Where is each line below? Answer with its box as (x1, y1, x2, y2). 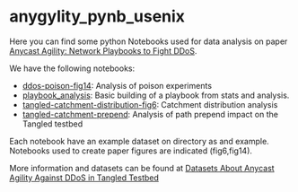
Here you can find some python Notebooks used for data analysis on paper (9, 36, 288, 47)
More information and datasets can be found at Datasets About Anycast (9, 162, 276, 173)
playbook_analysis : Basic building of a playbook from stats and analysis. (22, 90, 290, 100)
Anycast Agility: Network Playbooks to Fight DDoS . (9, 45, 197, 56)
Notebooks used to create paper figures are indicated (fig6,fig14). (9, 145, 253, 156)
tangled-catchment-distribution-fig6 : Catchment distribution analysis (22, 99, 278, 109)
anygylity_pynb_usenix (9, 6, 186, 27)
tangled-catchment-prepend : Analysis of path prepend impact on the (22, 109, 278, 119)
